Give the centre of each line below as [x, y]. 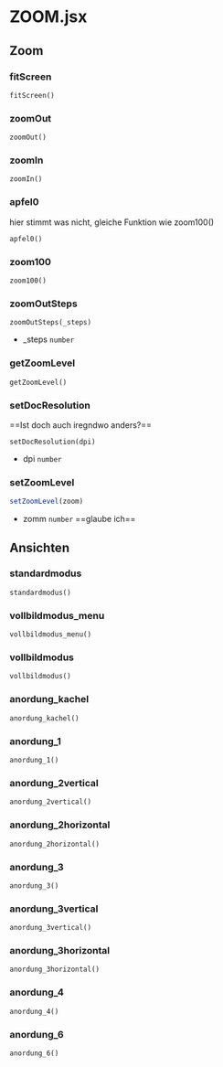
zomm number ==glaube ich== [79, 519]
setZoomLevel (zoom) [47, 501]
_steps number [48, 339]
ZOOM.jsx [48, 17]
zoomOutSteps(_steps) [51, 323]
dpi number [42, 458]
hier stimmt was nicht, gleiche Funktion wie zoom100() [112, 222]
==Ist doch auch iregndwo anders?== [81, 425]
